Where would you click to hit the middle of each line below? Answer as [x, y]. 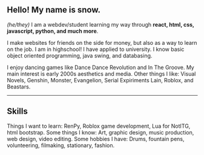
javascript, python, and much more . [53, 31]
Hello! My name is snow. [54, 10]
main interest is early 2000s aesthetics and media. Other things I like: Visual [101, 74]
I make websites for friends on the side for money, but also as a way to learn [102, 42]
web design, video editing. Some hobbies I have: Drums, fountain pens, [96, 139]
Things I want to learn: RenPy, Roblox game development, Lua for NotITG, [99, 126]
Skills [17, 111]
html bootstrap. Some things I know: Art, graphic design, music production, [100, 132]
